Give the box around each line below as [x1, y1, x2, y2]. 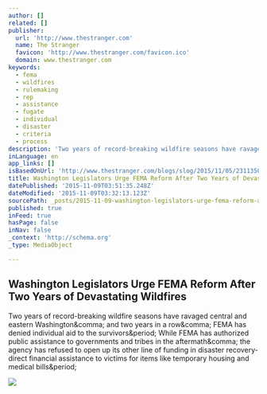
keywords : [8, 64, 41, 72]
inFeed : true [8, 212, 52, 220]
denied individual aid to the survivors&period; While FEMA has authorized [8, 328, 250, 337]
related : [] [8, 19, 48, 27]
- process [15, 137, 48, 146]
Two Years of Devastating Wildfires [8, 290, 187, 303]
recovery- [226, 345, 258, 354]
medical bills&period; [8, 361, 77, 371]
